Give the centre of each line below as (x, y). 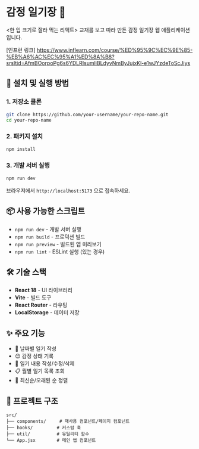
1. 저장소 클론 (24, 102)
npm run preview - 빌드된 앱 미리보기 (58, 244)
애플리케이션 (176, 30)
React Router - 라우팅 (41, 305)
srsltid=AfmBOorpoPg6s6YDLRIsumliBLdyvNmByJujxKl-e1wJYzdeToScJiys (98, 63)
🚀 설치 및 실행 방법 (38, 83)
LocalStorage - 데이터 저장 (47, 312)
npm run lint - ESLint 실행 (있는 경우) (60, 252)
